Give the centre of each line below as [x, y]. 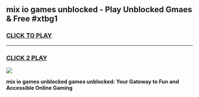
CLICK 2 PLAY [27, 58]
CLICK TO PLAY [29, 36]
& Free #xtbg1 [32, 19]
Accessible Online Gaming [39, 88]
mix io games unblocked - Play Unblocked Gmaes [99, 10]
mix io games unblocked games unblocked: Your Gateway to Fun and [93, 81]
